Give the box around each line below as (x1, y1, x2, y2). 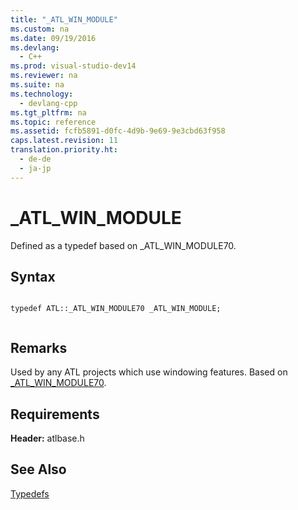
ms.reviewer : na (10, 71, 78, 81)
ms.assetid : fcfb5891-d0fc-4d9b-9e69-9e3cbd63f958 (10, 126, 226, 136)
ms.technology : (10, 89, 74, 99)
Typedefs (10, 487, 50, 500)
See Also (10, 461, 67, 478)
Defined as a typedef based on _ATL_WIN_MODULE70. (10, 239, 237, 251)
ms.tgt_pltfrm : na (10, 107, 87, 118)
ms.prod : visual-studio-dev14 (10, 61, 137, 71)
